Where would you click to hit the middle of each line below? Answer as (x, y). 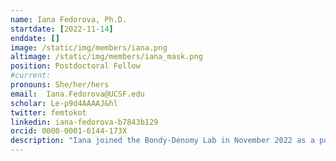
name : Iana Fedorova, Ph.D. (69, 19)
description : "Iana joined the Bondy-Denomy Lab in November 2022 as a (162, 141)
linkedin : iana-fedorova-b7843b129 (84, 122)
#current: (31, 76)
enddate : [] (35, 38)
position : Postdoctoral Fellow (75, 66)
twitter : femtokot (48, 112)
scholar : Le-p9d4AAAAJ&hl (64, 103)
